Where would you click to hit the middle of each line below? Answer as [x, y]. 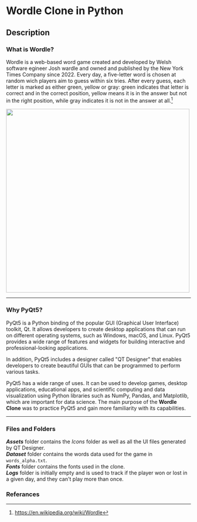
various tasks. [23, 372]
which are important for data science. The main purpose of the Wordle [91, 401]
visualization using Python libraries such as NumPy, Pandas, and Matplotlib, [98, 396]
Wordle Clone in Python [65, 11]
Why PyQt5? [24, 310]
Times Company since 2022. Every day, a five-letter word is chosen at [91, 74]
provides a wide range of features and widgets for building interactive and [96, 342]
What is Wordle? [30, 49]
